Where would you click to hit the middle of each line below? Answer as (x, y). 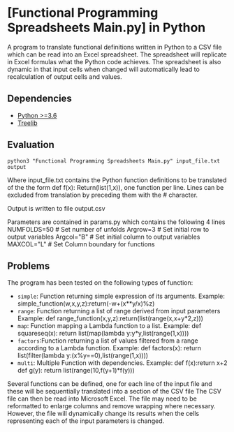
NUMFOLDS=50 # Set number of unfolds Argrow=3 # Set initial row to (108, 229)
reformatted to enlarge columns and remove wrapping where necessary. (111, 406)
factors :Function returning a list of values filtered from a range (108, 341)
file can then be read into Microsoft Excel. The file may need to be (102, 399)
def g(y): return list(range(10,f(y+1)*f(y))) (76, 371)
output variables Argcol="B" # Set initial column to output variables (104, 237)
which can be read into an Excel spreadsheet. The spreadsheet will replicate (117, 54)
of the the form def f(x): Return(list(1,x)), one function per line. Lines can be (116, 187)
